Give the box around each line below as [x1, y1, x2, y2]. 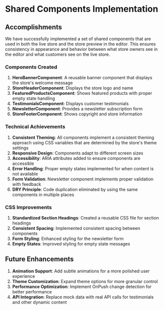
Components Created [5, 64, 58, 70]
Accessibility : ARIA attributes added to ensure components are [12, 155, 141, 161]
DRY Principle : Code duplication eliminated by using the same [12, 186, 138, 192]
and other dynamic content [12, 299, 67, 305]
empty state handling [12, 95, 55, 101]
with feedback [12, 181, 42, 187]
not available [12, 171, 38, 177]
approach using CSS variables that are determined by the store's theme [12, 139, 157, 145]
